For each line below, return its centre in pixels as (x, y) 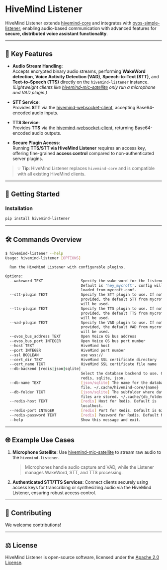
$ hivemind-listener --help (34, 254)
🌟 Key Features (29, 54)
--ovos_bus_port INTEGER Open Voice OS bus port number (78, 341)
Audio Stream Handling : (38, 66)
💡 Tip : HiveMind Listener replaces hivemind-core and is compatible (86, 168)
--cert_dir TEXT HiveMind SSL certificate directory (83, 360)
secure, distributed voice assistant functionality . (56, 33)
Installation (19, 208)
